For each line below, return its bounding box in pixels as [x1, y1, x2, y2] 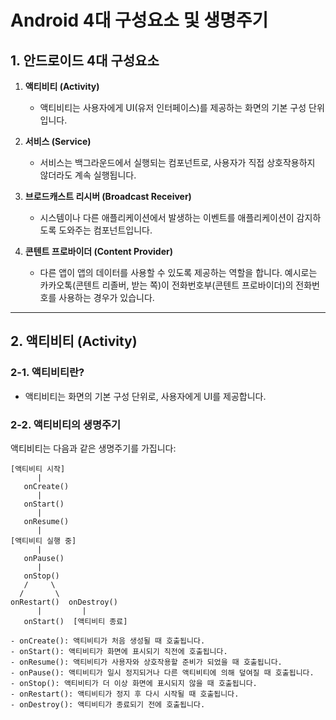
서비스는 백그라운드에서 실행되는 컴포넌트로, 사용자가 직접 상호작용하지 [39, 157, 316, 168]
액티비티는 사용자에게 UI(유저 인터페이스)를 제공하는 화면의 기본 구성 [39, 102, 307, 113]
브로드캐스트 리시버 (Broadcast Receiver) [24, 191, 192, 202]
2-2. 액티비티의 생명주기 [10, 417, 122, 431]
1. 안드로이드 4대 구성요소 [10, 52, 160, 69]
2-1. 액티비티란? [10, 366, 85, 380]
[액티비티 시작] [10, 464, 66, 474]
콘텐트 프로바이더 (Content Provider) [24, 246, 173, 257]
